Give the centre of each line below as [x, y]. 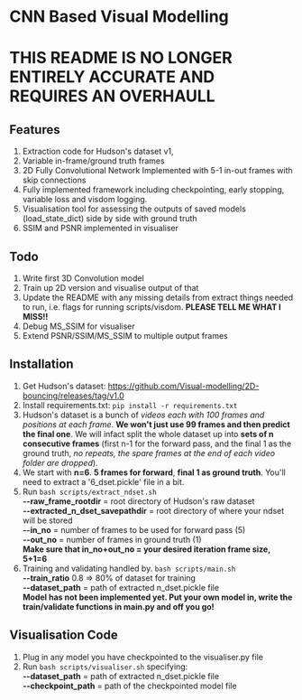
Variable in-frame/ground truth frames [93, 161]
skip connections [54, 180]
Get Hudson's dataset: [64, 386]
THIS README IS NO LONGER [121, 58]
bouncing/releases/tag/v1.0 [73, 396]
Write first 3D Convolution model [83, 278]
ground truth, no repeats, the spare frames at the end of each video [149, 453]
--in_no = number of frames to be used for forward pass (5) [134, 529]
